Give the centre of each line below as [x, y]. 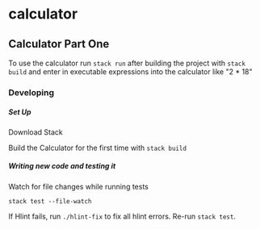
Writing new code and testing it [62, 166]
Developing [31, 92]
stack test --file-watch [50, 201]
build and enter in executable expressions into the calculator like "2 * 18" [130, 72]
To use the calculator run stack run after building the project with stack [127, 63]
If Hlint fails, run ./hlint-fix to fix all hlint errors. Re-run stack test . [122, 216]
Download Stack [36, 132]
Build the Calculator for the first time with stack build [98, 148]
